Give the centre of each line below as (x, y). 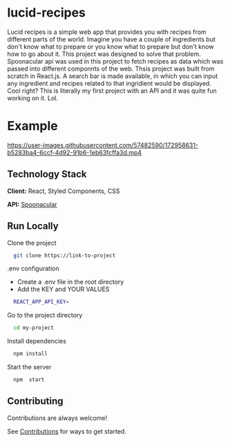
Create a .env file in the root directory (70, 282)
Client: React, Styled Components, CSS (64, 191)
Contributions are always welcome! (57, 418)
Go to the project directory (45, 315)
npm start (29, 380)
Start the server (29, 367)
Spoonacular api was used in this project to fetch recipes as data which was (115, 61)
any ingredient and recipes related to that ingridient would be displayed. (109, 83)
